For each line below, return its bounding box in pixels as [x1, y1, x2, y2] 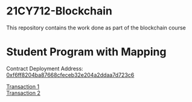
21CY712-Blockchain [6, 4, 113, 18]
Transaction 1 [6, 83, 40, 90]
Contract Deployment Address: [6, 65, 83, 72]
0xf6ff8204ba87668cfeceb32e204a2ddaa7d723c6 [6, 71, 135, 79]
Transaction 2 [6, 89, 41, 97]
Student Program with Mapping [6, 45, 167, 59]
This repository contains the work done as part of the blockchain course [6, 24, 186, 31]
